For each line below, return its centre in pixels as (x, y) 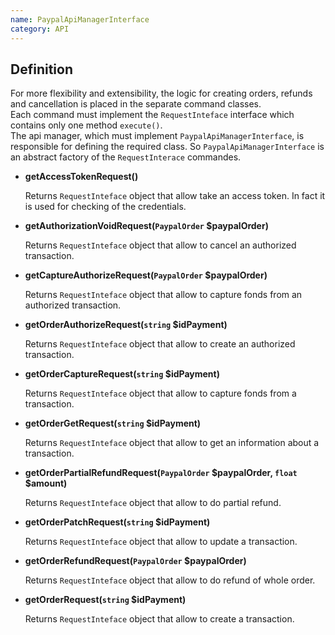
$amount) (46, 483)
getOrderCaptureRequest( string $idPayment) (122, 374)
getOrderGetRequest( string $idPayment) (113, 423)
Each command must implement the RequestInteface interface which (152, 115)
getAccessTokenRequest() (81, 177)
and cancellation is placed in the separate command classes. (136, 104)
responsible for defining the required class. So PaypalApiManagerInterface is (167, 147)
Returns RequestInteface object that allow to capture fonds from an (163, 295)
